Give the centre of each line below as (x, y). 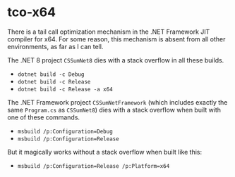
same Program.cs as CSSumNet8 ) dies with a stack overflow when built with (114, 110)
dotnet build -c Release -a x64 (65, 89)
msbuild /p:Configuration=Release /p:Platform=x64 (94, 166)
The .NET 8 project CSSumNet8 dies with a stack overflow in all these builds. (116, 60)
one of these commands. (43, 117)
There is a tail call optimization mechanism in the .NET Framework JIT (109, 32)
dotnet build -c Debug (51, 74)
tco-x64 (32, 12)
